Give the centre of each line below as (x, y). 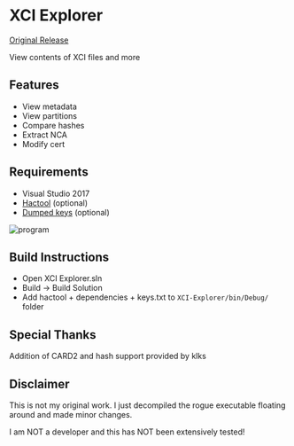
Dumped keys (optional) (66, 212)
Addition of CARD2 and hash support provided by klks (108, 356)
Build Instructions (59, 257)
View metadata (50, 106)
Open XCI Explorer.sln (62, 278)
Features (34, 85)
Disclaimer (39, 383)
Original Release (39, 40)
